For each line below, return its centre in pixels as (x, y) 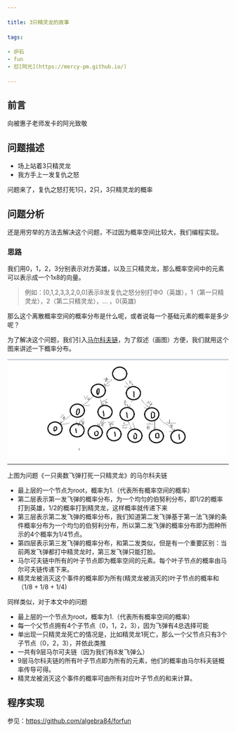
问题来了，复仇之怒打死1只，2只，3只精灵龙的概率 (80, 190)
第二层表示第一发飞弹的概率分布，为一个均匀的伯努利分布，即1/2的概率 (120, 499)
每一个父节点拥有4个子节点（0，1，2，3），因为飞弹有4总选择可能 (113, 626)
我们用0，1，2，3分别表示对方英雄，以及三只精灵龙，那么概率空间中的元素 (116, 269)
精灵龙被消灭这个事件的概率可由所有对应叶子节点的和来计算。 (107, 679)
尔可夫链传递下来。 (45, 570)
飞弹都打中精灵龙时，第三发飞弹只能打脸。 (98, 552)
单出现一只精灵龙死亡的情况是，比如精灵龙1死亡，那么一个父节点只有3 (119, 634)
